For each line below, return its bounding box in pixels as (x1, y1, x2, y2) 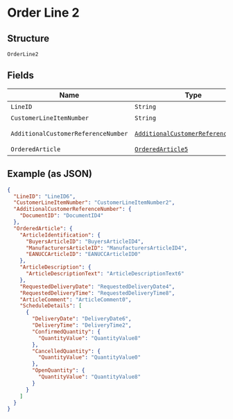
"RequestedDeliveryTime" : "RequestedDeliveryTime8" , (19, 289, 175, 296)
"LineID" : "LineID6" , (13, 193, 76, 200)
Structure (7, 33, 50, 44)
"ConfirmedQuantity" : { (32, 328, 101, 335)
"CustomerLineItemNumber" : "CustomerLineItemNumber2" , (13, 199, 175, 206)
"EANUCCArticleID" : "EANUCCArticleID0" (25, 251, 141, 258)
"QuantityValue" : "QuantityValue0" (37, 354, 141, 361)
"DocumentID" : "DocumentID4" (19, 212, 104, 219)
